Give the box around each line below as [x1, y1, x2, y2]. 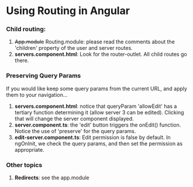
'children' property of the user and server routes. [14, 45, 133, 52]
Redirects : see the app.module [14, 174, 89, 181]
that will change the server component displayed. [14, 115, 134, 122]
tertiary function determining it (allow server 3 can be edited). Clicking [14, 108, 184, 115]
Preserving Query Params [6, 72, 81, 80]
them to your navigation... [6, 91, 68, 98]
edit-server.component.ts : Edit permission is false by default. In [14, 134, 171, 141]
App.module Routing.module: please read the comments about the [14, 38, 175, 45]
